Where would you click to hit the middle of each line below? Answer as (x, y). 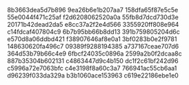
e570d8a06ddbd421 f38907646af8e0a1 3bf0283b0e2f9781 (92, 39)
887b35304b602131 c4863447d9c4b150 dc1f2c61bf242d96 (93, 61)
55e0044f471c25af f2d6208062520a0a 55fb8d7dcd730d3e (93, 17)
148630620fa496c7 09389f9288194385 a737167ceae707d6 (93, 46)
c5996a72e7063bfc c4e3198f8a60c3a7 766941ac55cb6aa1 (92, 68)
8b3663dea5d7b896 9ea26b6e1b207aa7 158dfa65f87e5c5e (93, 10)
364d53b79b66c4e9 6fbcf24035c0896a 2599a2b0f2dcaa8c (94, 53)
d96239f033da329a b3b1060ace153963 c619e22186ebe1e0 (93, 75)
